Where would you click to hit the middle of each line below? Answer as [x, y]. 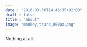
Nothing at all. [20, 39]
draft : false [20, 15]
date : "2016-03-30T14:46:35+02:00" [44, 10]
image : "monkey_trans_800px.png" [40, 24]
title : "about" [22, 19]
